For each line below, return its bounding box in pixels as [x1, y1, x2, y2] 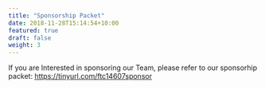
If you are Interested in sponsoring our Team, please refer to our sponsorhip [8, 63, 258, 72]
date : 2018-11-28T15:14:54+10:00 [8, 19, 119, 27]
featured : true [8, 26, 59, 34]
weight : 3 [8, 41, 41, 49]
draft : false [8, 33, 52, 42]
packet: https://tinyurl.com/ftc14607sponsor [8, 72, 153, 81]
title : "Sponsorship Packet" [8, 11, 105, 20]
